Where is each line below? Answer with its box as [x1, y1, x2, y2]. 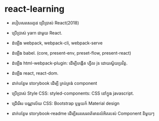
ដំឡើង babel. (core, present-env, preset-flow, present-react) [11, 50, 131, 56]
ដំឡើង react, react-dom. [11, 70, 59, 76]
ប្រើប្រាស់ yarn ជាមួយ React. [11, 30, 62, 36]
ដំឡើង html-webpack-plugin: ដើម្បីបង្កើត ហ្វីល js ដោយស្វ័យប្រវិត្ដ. [11, 60, 128, 66]
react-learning [4, 3, 64, 15]
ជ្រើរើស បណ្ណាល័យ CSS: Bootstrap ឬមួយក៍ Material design [11, 100, 120, 106]
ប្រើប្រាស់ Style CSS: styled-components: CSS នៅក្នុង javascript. [11, 90, 134, 96]
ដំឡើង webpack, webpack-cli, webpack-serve [11, 40, 103, 46]
